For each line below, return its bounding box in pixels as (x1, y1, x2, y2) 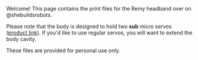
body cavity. (6, 36, 37, 42)
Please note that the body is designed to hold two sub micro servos (6, 23, 172, 30)
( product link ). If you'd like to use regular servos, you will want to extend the (6, 29, 193, 36)
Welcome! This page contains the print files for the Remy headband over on (6, 5, 191, 12)
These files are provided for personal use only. (6, 47, 121, 54)
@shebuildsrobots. (6, 11, 52, 18)
